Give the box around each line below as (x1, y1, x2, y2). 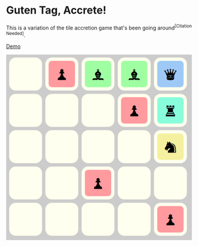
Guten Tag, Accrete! (6, 4, 107, 17)
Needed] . (6, 30, 25, 38)
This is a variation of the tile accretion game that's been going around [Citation (6, 23, 192, 31)
